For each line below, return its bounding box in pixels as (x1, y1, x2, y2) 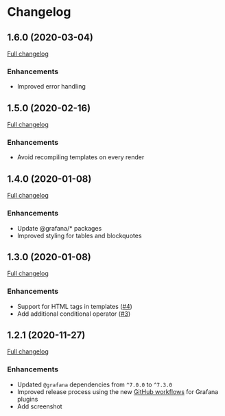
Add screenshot (16, 402, 63, 411)
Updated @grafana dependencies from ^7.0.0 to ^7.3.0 (16, 380, 173, 389)
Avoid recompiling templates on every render (16, 153, 145, 161)
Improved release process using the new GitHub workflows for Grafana (16, 387, 219, 395)
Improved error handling (16, 82, 86, 91)
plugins (16, 395, 38, 403)
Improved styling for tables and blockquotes (16, 231, 142, 240)
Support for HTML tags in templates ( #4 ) (16, 302, 132, 310)
